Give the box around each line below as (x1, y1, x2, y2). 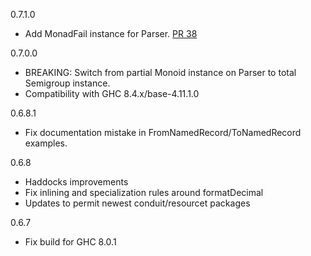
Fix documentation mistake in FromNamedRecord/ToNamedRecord (24, 127, 302, 138)
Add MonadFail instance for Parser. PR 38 (24, 28, 198, 39)
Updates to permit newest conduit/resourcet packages (24, 197, 251, 209)
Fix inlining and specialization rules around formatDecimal (24, 187, 264, 198)
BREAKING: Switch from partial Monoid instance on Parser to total (24, 67, 297, 78)
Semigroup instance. (24, 77, 111, 89)
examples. (24, 137, 68, 149)
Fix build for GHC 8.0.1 (24, 236, 117, 248)
